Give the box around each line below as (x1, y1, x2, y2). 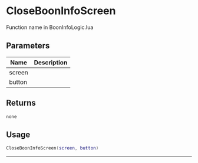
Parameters (6, 41, 50, 51)
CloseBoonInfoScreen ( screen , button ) (6, 145, 99, 151)
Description (34, 58, 68, 66)
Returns (6, 98, 37, 108)
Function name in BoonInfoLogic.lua (6, 24, 94, 31)
